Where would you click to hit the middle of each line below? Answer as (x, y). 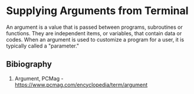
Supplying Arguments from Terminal (97, 11)
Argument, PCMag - (39, 78)
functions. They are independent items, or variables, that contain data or (94, 33)
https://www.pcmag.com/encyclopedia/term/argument (81, 85)
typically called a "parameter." (43, 46)
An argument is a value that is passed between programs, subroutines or (94, 27)
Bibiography (29, 64)
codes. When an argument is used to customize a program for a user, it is (95, 39)
